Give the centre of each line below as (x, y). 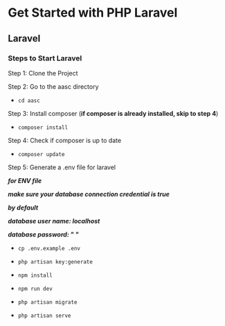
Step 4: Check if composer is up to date (65, 140)
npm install (35, 275)
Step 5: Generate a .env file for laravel (62, 167)
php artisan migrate (47, 302)
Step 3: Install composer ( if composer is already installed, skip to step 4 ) (113, 113)
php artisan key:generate (55, 261)
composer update (41, 154)
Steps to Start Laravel (45, 58)
